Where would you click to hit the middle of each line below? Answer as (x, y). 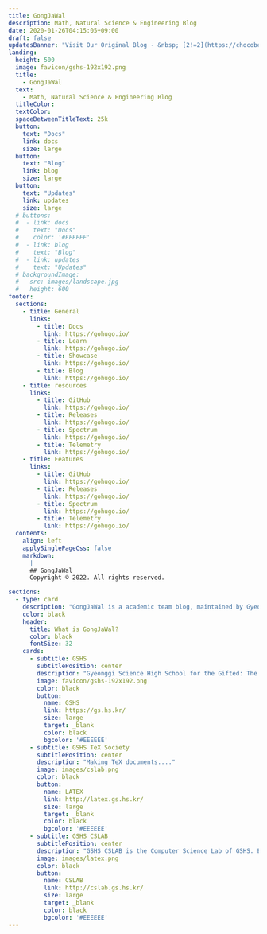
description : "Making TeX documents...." (106, 762)
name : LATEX (63, 792)
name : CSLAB (63, 881)
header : (35, 621)
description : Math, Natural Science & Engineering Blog (103, 23)
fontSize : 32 (51, 644)
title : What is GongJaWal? (74, 629)
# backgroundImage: (48, 274)
